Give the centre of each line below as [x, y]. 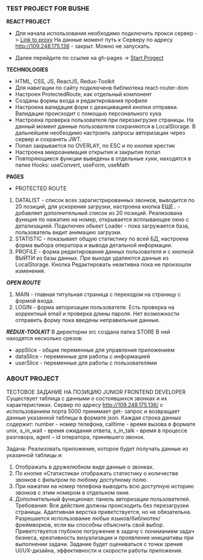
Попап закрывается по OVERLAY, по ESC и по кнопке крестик [95, 146]
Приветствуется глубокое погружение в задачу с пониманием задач [105, 531]
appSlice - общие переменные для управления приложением [95, 350]
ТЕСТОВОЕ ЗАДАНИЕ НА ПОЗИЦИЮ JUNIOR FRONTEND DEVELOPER [96, 392]
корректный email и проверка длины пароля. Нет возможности [97, 314]
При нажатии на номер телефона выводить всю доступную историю [104, 486]
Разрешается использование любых [62, 518]
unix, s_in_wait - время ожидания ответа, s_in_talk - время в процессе [97, 430]
